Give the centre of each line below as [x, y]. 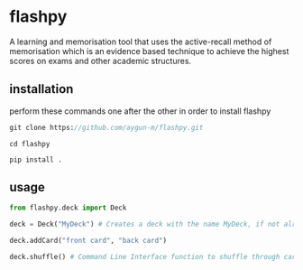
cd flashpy [30, 144]
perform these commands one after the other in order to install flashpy [140, 111]
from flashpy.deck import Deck [68, 208]
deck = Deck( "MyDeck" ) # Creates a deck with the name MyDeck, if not [145, 224]
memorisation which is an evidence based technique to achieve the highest [149, 51]
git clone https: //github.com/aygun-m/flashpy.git [106, 127]
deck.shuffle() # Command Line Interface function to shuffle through [145, 257]
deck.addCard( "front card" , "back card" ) [88, 241]
